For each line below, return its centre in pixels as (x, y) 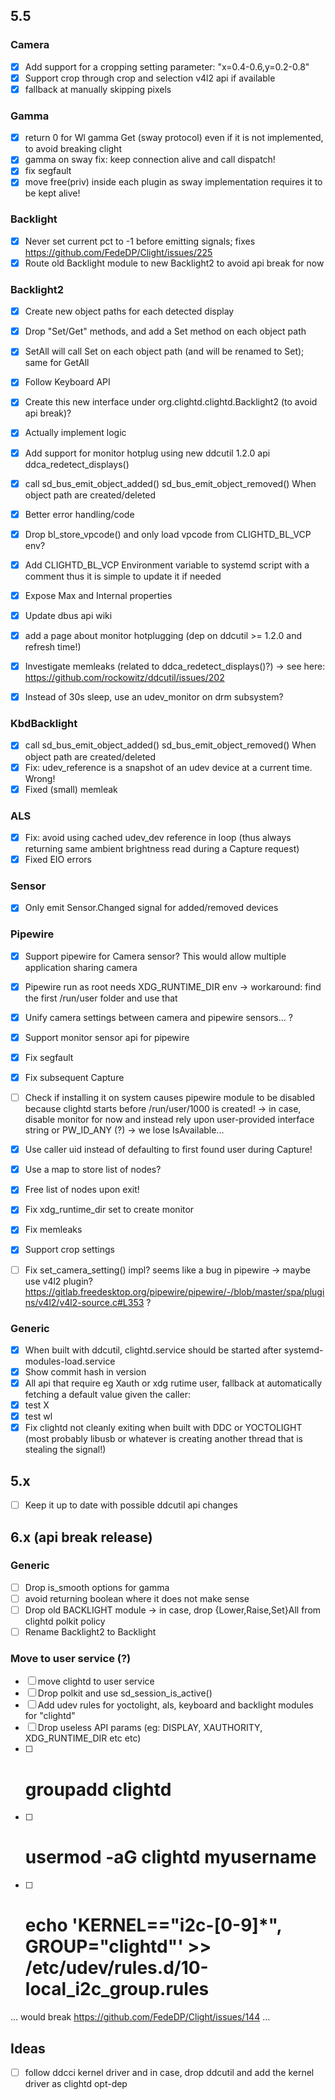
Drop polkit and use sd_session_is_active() (125, 1693)
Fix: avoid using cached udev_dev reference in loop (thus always (158, 837)
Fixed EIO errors (58, 859)
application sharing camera (81, 967)
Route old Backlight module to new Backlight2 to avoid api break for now (174, 263)
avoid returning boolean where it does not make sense (137, 1598)
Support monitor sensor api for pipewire (107, 1037)
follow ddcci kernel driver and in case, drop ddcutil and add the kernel (169, 2072)
